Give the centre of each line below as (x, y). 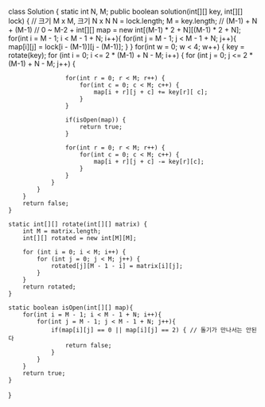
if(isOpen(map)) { (95, 120)
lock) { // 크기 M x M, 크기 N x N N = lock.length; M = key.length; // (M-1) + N (133, 21)
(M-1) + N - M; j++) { (42, 64)
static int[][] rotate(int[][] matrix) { (78, 224)
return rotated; (50, 287)
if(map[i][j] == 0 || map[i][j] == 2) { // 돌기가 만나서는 (146, 330)
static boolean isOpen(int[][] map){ (71, 308)
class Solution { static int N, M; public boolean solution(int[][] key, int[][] (126, 12)
